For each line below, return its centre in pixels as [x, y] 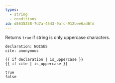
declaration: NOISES [27, 47]
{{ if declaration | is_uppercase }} [44, 60]
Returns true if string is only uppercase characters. [58, 38]
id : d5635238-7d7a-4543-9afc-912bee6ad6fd [50, 23]
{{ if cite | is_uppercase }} [37, 64]
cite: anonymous [22, 51]
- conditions [23, 19]
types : [12, 10]
